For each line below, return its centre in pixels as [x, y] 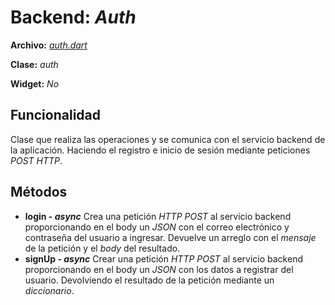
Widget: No [35, 83]
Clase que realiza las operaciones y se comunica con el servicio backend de [168, 139]
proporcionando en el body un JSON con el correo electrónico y [157, 227]
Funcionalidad [56, 115]
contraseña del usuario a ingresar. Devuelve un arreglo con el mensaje [170, 237]
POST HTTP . [36, 160]
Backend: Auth [73, 17]
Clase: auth [34, 64]
